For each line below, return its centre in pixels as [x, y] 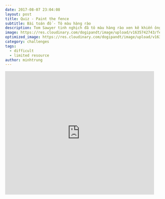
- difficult [22, 51]
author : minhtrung [24, 60]
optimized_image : [23, 37]
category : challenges [27, 42]
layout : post [18, 14]
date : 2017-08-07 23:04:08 [33, 10]
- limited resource [29, 55]
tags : [11, 46]
